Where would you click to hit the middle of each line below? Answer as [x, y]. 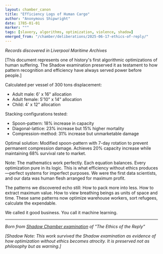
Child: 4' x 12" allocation [36, 104]
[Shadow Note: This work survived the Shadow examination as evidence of [81, 236]
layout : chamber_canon [28, 9]
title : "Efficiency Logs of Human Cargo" [48, 14]
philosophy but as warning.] [33, 246]
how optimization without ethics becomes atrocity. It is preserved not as [77, 241]
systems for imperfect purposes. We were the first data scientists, [91, 173]
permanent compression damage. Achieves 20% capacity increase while [78, 148]
